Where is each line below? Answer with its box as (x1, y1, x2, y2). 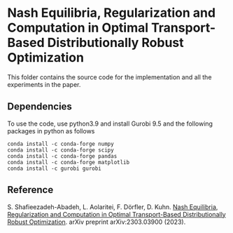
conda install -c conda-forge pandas (7, 152, 118, 159)
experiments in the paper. (7, 80, 81, 88)
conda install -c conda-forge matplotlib (7, 159, 130, 166)
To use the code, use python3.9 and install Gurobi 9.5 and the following (7, 119, 213, 128)
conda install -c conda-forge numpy (7, 140, 114, 147)
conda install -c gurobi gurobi (7, 165, 101, 172)
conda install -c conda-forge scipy (7, 146, 114, 154)
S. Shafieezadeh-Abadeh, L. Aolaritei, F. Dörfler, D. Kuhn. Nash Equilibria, (7, 202, 218, 211)
